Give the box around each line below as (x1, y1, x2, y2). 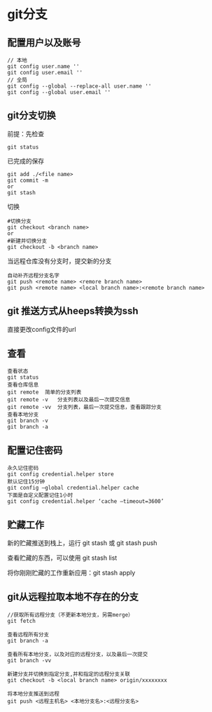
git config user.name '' (7, 63, 80, 70)
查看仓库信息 (7, 382, 39, 389)
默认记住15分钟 (7, 478, 45, 485)
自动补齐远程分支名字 (7, 271, 59, 279)
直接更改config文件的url (7, 325, 76, 333)
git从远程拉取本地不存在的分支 (7, 591, 139, 603)
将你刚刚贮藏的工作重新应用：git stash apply (7, 569, 136, 577)
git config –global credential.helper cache (7, 485, 139, 492)
